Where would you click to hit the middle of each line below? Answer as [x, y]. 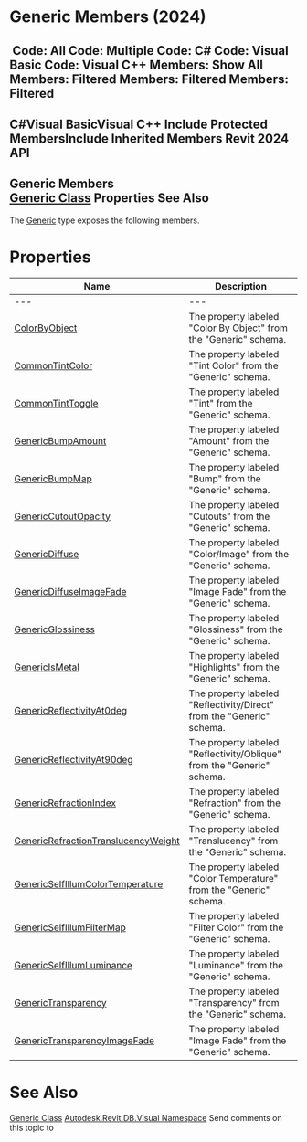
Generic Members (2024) [108, 17]
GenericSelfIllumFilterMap [70, 927]
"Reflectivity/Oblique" [235, 754]
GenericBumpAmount [60, 440]
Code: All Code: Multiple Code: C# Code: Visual [151, 51]
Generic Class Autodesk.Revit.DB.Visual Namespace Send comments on [146, 1117]
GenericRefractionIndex [65, 803]
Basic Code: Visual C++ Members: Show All [136, 64]
